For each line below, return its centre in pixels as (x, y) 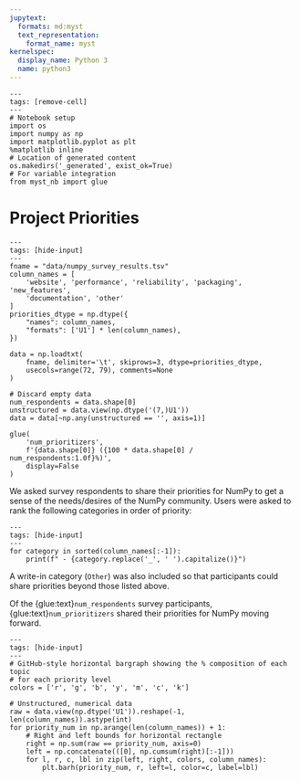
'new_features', (40, 290)
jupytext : (28, 18)
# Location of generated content (73, 158)
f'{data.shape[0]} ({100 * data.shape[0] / (110, 450)
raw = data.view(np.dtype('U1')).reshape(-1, (97, 712)
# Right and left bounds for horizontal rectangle (124, 735)
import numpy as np (47, 133)
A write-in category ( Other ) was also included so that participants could (144, 575)
